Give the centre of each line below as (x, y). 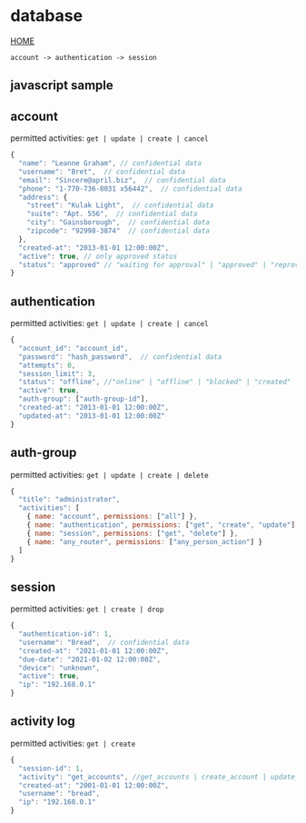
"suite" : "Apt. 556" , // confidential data (112, 214)
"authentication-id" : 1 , (65, 634)
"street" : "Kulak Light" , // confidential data (120, 205)
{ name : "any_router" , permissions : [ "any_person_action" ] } (144, 541)
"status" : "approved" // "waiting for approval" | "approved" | (143, 264)
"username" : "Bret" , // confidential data (102, 172)
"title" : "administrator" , (69, 500)
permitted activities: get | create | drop (87, 609)
